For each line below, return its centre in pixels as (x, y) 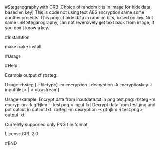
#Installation (18, 37)
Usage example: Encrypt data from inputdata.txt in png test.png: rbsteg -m (80, 99)
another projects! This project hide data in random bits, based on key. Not (79, 17)
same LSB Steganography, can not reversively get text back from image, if (80, 22)
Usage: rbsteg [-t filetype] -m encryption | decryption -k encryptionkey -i (79, 85)
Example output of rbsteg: (31, 75)
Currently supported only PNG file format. (47, 124)
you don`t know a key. (27, 28)
